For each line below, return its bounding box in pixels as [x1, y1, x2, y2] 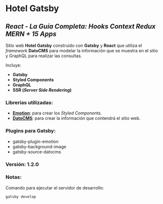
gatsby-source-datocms [12, 149, 61, 155]
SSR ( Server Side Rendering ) [12, 87, 72, 93]
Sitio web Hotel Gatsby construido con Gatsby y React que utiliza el [5, 43, 142, 48]
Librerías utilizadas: [5, 99, 53, 106]
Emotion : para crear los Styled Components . [12, 110, 102, 116]
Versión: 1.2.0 [5, 161, 39, 168]
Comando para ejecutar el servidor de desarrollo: [5, 185, 104, 190]
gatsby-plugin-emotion [12, 139, 59, 144]
